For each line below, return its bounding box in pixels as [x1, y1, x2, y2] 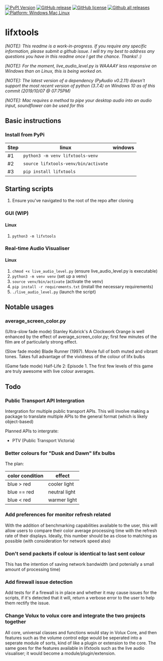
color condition [7, 472, 44, 479]
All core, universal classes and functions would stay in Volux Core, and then [5, 629, 157, 635]
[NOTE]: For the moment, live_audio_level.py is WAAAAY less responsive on [5, 63, 157, 68]
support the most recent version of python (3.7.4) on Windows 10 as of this [5, 83, 156, 88]
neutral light [48, 489, 75, 495]
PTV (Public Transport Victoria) [12, 438, 75, 444]
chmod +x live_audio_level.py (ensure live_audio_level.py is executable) [12, 268, 158, 274]
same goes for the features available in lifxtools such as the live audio [5, 645, 145, 651]
